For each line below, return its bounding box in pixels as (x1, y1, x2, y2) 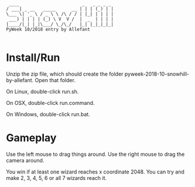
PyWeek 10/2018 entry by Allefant (6, 26, 91, 32)
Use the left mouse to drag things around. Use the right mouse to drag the (6, 151, 185, 158)
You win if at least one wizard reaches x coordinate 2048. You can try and (6, 168, 184, 175)
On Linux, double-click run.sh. (6, 88, 79, 95)
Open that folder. (35, 76, 76, 83)
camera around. (6, 157, 45, 164)
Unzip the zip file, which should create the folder (6, 70, 124, 77)
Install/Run (6, 51, 60, 64)
